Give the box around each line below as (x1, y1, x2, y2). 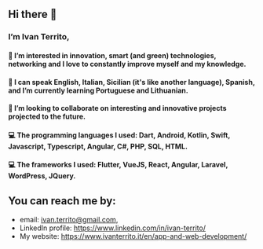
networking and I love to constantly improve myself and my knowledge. (8, 59, 247, 68)
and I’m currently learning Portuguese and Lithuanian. (8, 86, 188, 95)
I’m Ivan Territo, (8, 31, 70, 42)
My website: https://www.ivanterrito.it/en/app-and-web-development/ (19, 232, 247, 241)
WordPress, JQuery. (8, 171, 76, 181)
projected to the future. (8, 112, 86, 122)
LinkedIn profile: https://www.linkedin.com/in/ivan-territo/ (19, 223, 206, 233)
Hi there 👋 (8, 8, 57, 21)
